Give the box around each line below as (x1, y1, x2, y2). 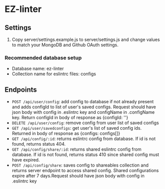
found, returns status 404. (11, 141, 66, 147)
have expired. (11, 157, 40, 163)
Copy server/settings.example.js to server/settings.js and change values (11, 36, 160, 42)
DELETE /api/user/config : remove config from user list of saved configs (11, 120, 160, 126)
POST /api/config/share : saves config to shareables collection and (11, 162, 149, 168)
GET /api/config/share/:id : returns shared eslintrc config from (11, 146, 142, 153)
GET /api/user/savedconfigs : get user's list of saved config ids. (11, 125, 142, 131)
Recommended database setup (4, 54, 82, 61)
